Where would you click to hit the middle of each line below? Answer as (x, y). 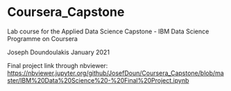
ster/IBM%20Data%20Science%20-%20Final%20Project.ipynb (98, 80)
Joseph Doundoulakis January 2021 (58, 52)
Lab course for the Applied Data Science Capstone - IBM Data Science (108, 31)
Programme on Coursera (43, 38)
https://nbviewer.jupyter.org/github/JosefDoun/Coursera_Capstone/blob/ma (115, 73)
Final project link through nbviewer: (58, 65)
